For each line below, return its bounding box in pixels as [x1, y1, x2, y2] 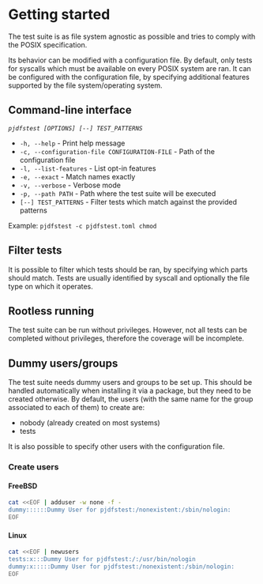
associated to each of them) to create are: [8, 403, 145, 413]
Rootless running [8, 304, 95, 318]
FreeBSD [8, 480, 38, 491]
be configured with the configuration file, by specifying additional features [8, 72, 250, 81]
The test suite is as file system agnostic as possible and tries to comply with [8, 32, 256, 41]
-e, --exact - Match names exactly [19, 171, 136, 181]
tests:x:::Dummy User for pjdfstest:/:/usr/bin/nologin [8, 556, 196, 563]
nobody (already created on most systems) [19, 418, 160, 428]
